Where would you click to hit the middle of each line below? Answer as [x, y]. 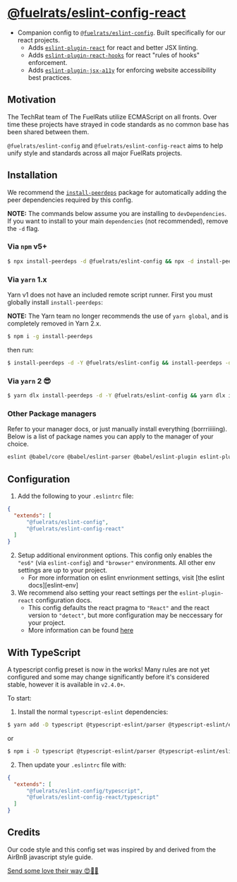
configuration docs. [63, 600]
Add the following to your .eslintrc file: [75, 496]
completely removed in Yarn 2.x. [54, 323]
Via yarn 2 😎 [29, 381]
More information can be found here [81, 631]
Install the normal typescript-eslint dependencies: [93, 712]
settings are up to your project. [62, 571]
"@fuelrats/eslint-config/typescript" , [84, 791]
